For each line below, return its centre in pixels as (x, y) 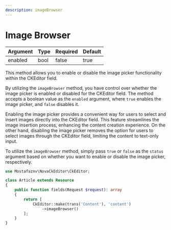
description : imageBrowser (34, 10)
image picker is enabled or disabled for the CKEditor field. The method (79, 93)
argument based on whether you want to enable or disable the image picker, (86, 157)
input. (11, 141)
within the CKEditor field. (31, 78)
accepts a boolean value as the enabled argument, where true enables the (83, 99)
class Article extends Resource (40, 181)
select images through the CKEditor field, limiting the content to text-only (82, 136)
